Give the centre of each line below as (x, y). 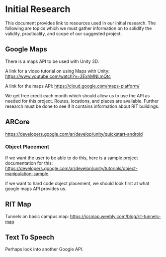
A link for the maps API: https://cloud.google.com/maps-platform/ (72, 86)
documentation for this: (29, 163)
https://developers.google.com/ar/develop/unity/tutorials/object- (71, 168)
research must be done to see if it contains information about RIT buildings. (82, 106)
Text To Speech (30, 237)
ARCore (17, 122)
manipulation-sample (27, 174)
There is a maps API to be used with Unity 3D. (52, 61)
